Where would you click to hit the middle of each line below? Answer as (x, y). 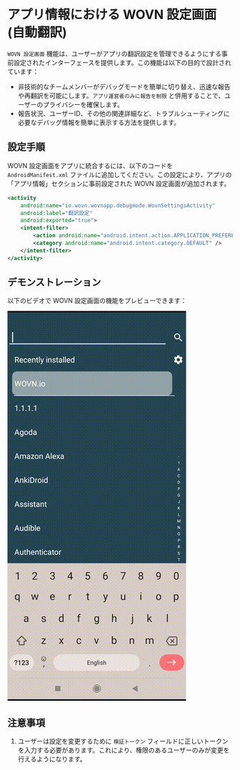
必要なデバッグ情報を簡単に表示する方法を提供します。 (99, 122)
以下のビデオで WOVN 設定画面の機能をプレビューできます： (97, 301)
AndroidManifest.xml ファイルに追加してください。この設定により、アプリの (120, 174)
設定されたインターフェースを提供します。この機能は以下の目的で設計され (122, 62)
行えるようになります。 (52, 759)
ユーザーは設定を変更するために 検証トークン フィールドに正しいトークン (123, 741)
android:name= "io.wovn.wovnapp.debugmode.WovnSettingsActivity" (118, 205)
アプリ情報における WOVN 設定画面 (112, 15)
